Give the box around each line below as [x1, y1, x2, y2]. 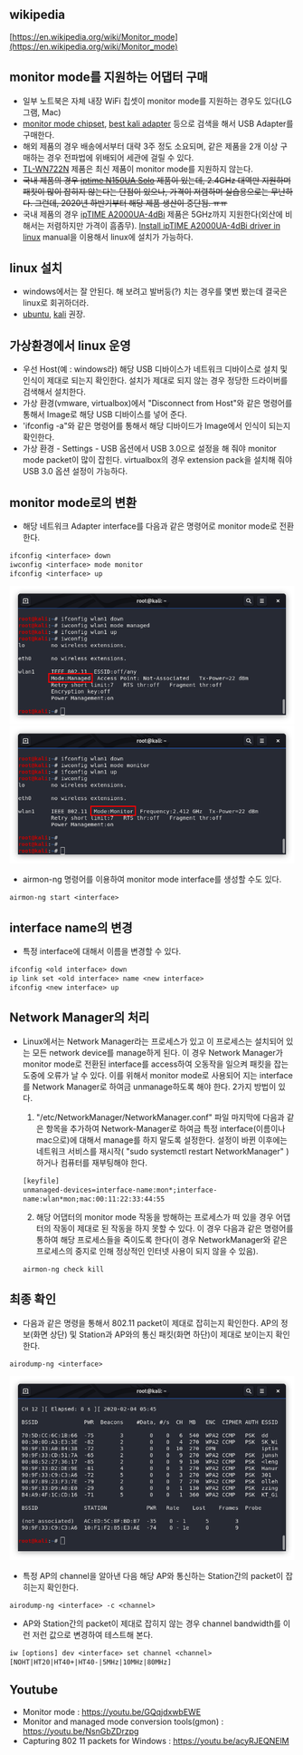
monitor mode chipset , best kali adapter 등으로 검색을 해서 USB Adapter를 [22, 118, 294, 129]
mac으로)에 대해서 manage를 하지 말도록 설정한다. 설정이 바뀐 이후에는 [35, 1134, 288, 1146]
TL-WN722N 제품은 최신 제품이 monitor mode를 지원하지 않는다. [22, 163, 253, 174]
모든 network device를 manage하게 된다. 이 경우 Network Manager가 [32, 1047, 283, 1058]
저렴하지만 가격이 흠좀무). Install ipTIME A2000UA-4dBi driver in [46, 219, 280, 230]
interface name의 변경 [9, 920, 133, 935]
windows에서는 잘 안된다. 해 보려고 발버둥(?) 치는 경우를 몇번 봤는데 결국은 [22, 286, 288, 297]
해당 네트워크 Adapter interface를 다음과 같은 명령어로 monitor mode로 [22, 521, 278, 531]
